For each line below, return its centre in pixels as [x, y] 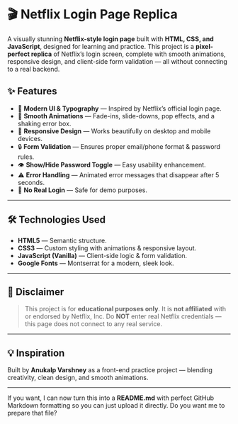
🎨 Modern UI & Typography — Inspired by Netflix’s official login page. [119, 108]
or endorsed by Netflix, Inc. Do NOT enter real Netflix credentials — [123, 316]
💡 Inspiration [36, 353]
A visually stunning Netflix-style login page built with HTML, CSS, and [110, 39]
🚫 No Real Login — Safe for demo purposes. [82, 190]
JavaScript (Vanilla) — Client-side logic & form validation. [102, 255]
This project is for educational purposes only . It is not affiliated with [125, 309]
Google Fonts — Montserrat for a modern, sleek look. [96, 263]
